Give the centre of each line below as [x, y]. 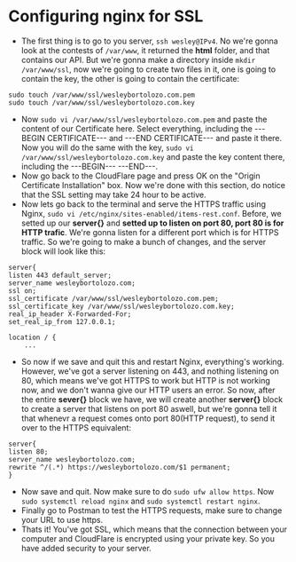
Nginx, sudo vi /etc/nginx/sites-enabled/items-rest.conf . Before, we [151, 213]
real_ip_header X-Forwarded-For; [70, 314]
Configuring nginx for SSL [106, 16]
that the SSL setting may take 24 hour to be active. [113, 194]
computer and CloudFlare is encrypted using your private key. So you [148, 538]
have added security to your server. [86, 548]
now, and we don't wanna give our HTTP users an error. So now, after [148, 390]
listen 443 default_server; [60, 275]
